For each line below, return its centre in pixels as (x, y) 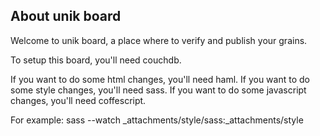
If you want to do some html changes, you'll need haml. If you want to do (160, 79)
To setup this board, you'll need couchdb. (96, 60)
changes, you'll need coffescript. (78, 100)
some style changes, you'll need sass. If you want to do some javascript (158, 90)
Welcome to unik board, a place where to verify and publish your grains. (159, 40)
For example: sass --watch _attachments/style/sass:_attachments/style (157, 120)
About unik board (66, 16)
